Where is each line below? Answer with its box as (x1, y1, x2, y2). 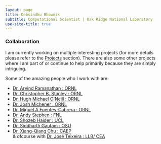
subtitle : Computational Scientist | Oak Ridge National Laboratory (5, 17, 153, 22)
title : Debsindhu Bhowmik (5, 12, 60, 17)
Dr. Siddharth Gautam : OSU (12, 122, 71, 128)
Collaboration (5, 38, 39, 45)
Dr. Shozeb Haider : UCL (12, 117, 64, 123)
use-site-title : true (5, 21, 51, 27)
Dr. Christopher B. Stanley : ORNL (12, 90, 83, 96)
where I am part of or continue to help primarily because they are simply (5, 60, 156, 66)
